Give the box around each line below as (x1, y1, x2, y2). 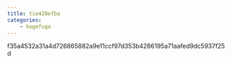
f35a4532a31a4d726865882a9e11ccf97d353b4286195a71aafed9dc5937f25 (7, 42, 226, 51)
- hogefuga (19, 23, 51, 30)
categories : (7, 17, 42, 24)
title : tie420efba (7, 10, 60, 17)
